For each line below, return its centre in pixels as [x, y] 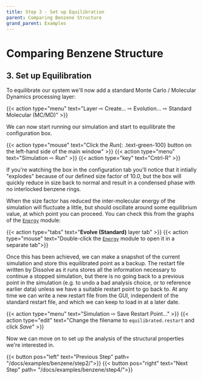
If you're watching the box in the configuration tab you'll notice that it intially [101, 170]
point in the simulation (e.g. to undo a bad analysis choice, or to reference [99, 283]
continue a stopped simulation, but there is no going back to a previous [95, 276]
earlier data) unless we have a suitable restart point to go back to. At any [97, 289]
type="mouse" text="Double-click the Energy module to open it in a [91, 238]
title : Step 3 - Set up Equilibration [55, 12]
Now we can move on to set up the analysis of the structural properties [95, 339]
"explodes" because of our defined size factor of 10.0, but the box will [94, 176]
